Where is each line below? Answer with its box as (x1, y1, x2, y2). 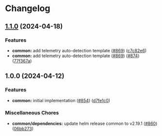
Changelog (5, 3, 50, 14)
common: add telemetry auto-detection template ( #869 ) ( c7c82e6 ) (12, 47, 147, 53)
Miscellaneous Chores (5, 109, 59, 116)
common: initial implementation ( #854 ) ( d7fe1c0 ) (12, 97, 111, 103)
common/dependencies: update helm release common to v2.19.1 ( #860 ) (12, 121, 158, 126)
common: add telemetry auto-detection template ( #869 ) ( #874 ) (12, 53, 140, 59)
